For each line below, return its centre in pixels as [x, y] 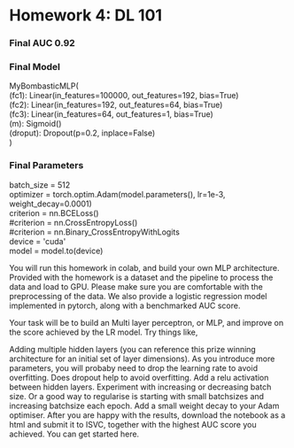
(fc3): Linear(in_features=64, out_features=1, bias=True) [112, 114]
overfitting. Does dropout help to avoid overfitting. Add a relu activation [139, 377]
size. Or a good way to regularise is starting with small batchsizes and [136, 396]
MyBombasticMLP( [44, 86]
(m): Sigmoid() [35, 124]
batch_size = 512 [40, 185]
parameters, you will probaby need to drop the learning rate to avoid [134, 367]
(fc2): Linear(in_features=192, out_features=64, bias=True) [116, 105]
